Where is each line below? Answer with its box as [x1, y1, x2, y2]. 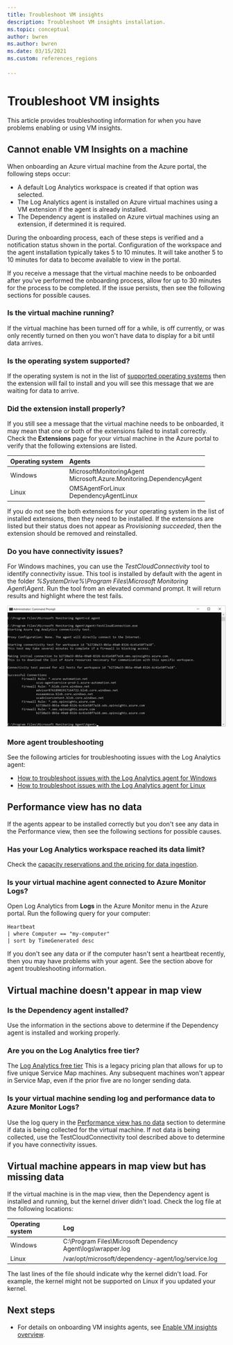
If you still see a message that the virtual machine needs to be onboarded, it [7, 420, 224, 428]
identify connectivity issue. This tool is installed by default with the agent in [7, 570, 222, 578]
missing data [7, 1171, 64, 1183]
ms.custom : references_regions [7, 56, 98, 62]
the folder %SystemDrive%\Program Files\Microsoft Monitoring [7, 577, 189, 586]
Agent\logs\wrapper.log [62, 1244, 130, 1253]
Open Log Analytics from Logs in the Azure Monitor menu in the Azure [7, 902, 209, 911]
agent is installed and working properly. [7, 1029, 120, 1037]
